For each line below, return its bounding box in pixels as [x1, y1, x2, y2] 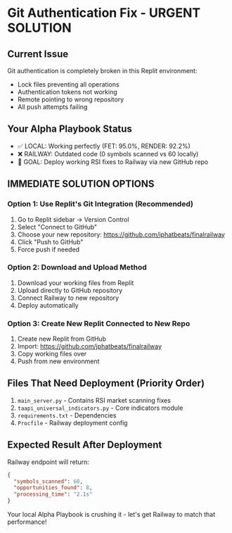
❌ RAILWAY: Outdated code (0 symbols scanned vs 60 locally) [17, 149, 199, 158]
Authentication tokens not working [17, 88, 117, 96]
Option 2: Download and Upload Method [7, 263, 148, 272]
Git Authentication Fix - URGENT [7, 5, 201, 21]
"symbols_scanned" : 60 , [13, 477, 83, 485]
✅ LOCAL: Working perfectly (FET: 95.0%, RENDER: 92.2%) [17, 142, 191, 150]
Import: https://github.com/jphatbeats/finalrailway [17, 342, 162, 351]
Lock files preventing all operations [17, 80, 120, 89]
